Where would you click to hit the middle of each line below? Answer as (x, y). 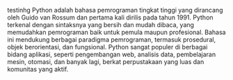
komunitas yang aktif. (38, 69)
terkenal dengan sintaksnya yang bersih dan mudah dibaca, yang (101, 25)
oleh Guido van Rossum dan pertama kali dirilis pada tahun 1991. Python (110, 17)
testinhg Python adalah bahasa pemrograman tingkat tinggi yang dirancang (115, 10)
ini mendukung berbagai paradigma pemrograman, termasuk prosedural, (112, 40)
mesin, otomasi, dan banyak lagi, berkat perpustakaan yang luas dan (106, 62)
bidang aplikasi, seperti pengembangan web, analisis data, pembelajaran (112, 54)
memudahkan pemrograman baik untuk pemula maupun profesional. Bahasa (116, 32)
